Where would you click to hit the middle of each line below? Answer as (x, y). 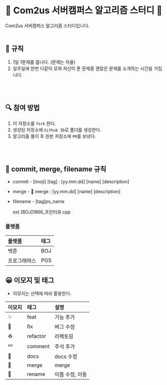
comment (38, 346)
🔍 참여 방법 (22, 108)
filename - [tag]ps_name (38, 201)
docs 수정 (66, 357)
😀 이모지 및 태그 (30, 280)
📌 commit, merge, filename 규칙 (56, 169)
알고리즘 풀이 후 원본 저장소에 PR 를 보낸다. (54, 136)
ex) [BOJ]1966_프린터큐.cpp (41, 212)
